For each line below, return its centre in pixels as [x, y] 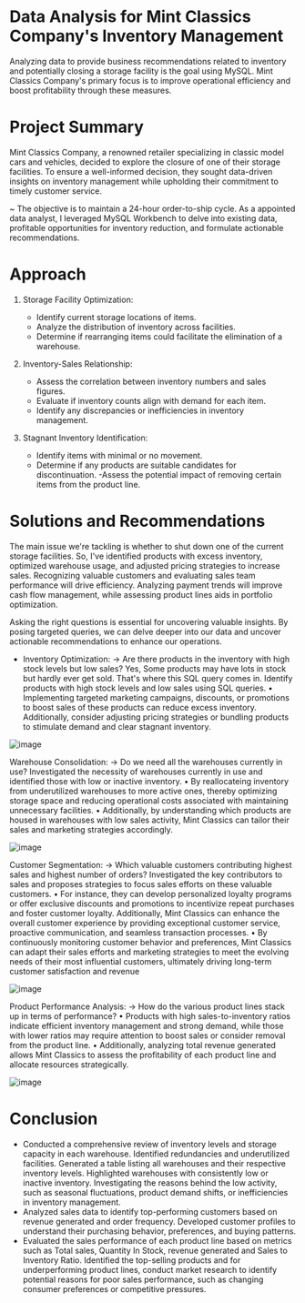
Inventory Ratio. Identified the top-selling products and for [132, 1260]
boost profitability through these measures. [91, 90]
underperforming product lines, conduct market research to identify [150, 1269]
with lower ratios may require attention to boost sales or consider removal [147, 1035]
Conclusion [54, 1119]
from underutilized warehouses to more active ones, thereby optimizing [143, 791]
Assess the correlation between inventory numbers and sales [151, 381]
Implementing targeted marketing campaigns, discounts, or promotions [156, 697]
